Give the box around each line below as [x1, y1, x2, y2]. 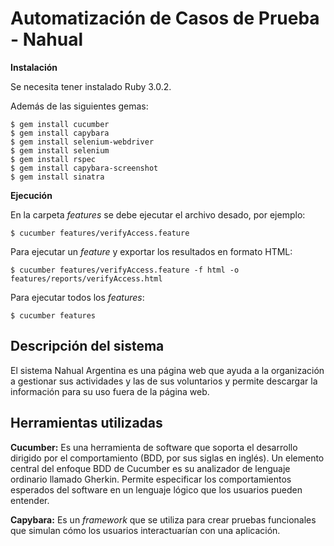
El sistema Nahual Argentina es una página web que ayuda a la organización [10, 364, 325, 376]
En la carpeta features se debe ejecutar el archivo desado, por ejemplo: [10, 208, 306, 221]
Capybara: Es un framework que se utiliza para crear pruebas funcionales [10, 513, 317, 526]
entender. [10, 494, 50, 506]
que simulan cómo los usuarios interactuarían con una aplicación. [10, 524, 281, 536]
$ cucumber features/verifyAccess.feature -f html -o [10, 265, 240, 275]
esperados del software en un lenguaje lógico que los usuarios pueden [10, 483, 303, 496]
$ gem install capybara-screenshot [10, 163, 159, 173]
